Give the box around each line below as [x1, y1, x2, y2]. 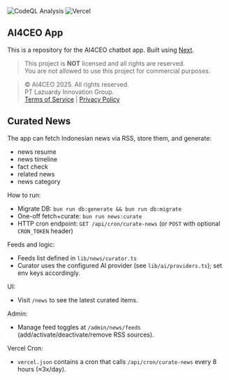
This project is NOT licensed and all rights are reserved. [24, 59, 185, 67]
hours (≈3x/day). [17, 365, 66, 373]
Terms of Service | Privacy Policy [24, 94, 120, 104]
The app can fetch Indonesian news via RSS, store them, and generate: [7, 134, 212, 142]
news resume [17, 147, 57, 156]
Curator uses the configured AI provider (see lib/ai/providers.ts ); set [17, 261, 222, 269]
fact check [17, 162, 49, 171]
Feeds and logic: [7, 240, 55, 248]
